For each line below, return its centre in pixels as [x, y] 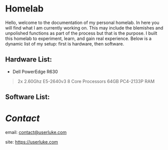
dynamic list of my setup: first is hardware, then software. [65, 43]
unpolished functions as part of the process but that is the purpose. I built [81, 33]
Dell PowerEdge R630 [35, 71]
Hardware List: [29, 60]
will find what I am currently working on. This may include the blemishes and [84, 27]
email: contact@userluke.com [36, 132]
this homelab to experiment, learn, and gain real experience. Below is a [78, 38]
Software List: [28, 97]
